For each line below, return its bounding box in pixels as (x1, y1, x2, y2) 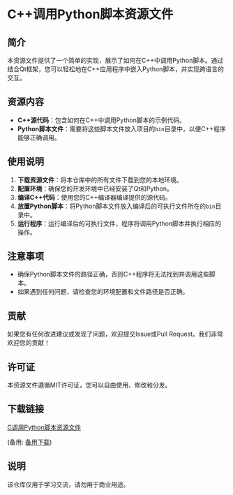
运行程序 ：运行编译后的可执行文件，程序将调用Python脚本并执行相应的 (17, 219, 222, 228)
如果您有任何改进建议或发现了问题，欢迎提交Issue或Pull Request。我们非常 (7, 330, 223, 339)
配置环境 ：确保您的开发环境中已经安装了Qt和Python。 (17, 184, 173, 193)
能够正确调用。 (17, 133, 61, 142)
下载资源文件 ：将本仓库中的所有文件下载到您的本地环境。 (17, 175, 183, 184)
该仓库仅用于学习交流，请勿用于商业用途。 (7, 480, 130, 489)
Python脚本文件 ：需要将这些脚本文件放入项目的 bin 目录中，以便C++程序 (17, 124, 226, 133)
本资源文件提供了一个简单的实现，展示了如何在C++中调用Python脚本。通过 (7, 57, 224, 64)
